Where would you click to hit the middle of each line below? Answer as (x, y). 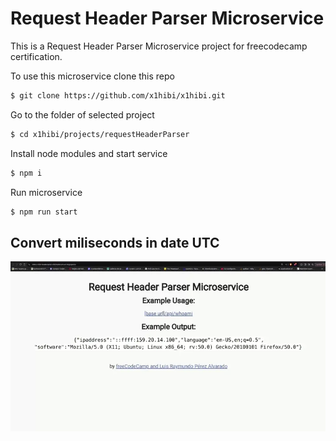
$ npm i (26, 173)
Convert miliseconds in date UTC (115, 242)
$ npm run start (44, 212)
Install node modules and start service (89, 153)
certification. (36, 56)
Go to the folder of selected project (82, 114)
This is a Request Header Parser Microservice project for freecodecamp (159, 46)
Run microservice (46, 192)
